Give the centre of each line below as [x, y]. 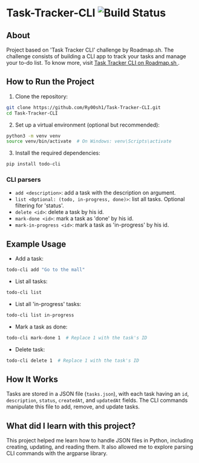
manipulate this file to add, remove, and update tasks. [73, 407]
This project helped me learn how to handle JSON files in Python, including [100, 441]
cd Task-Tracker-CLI [32, 113]
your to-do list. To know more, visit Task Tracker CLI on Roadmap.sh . [93, 63]
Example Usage [36, 244]
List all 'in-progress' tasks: [48, 304]
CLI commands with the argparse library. [57, 453]
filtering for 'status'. [39, 205]
